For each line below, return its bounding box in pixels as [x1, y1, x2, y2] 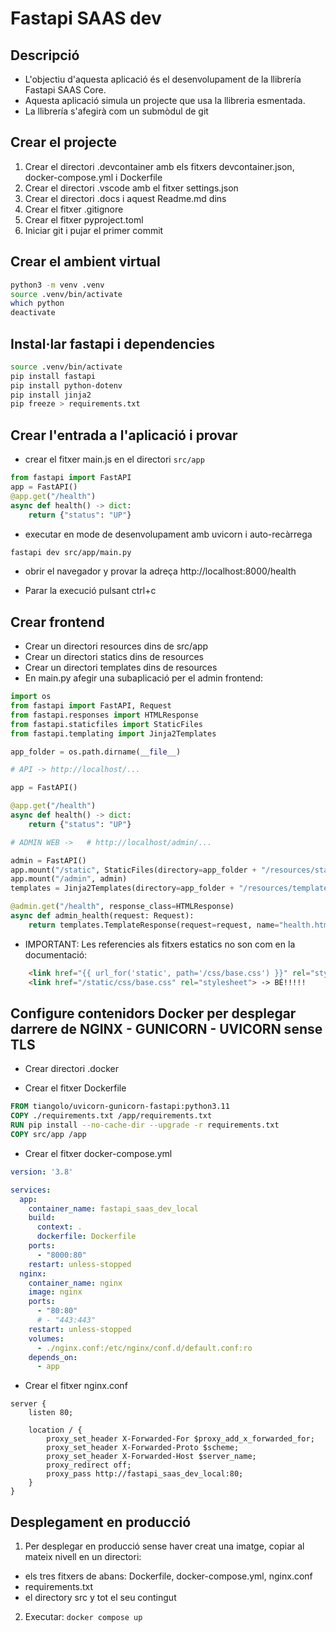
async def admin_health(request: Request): [10, 911, 195, 921]
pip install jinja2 [10, 390, 92, 400]
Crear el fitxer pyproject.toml [24, 213, 144, 226]
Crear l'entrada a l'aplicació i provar [10, 427, 238, 444]
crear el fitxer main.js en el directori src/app [24, 453, 205, 466]
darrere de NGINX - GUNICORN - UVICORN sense [10, 1020, 323, 1037]
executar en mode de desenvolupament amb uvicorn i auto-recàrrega [24, 528, 313, 540]
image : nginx [28, 1287, 83, 1297]
